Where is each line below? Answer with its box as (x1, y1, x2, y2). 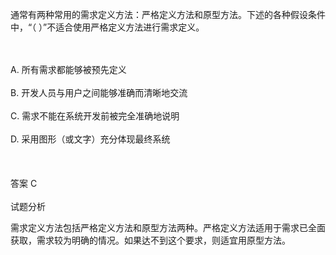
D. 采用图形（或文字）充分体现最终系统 (10, 133, 171, 145)
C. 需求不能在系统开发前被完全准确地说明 (10, 110, 180, 122)
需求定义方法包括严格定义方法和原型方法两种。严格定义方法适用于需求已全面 (10, 222, 326, 233)
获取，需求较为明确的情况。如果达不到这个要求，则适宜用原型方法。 (10, 234, 291, 246)
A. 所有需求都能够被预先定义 (10, 64, 127, 75)
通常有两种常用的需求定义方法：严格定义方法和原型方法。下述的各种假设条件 (10, 9, 326, 20)
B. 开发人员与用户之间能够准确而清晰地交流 (10, 87, 188, 98)
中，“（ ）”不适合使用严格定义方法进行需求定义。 (10, 21, 205, 33)
